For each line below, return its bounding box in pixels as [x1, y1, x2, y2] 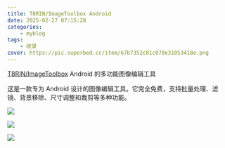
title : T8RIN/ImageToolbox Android [7, 10, 112, 18]
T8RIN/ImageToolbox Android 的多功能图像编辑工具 [7, 69, 156, 78]
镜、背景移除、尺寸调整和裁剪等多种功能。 [7, 93, 131, 102]
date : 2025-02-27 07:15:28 [7, 17, 86, 24]
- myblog [20, 29, 46, 37]
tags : [7, 36, 23, 43]
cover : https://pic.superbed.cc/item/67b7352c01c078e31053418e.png [7, 50, 210, 57]
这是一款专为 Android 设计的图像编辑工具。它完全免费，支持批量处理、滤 [7, 84, 219, 93]
